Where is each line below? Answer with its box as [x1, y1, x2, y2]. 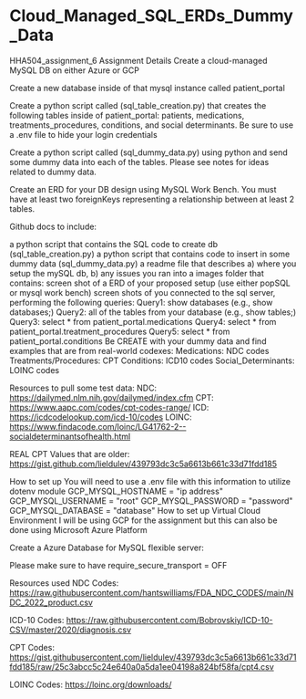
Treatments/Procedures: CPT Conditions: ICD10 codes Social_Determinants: [9, 355, 295, 366]
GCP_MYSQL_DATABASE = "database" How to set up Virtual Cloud [9, 505, 261, 516]
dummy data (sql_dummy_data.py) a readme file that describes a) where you [9, 257, 297, 269]
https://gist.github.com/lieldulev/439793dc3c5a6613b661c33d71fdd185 [9, 458, 278, 469]
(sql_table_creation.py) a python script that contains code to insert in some [9, 248, 291, 259]
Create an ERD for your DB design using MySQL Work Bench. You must [9, 183, 277, 194]
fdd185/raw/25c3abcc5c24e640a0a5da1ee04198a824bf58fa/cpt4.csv [9, 661, 275, 672]
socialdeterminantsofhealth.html [9, 431, 131, 442]
